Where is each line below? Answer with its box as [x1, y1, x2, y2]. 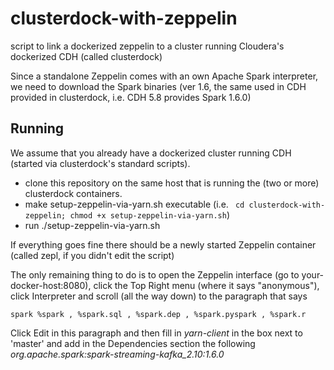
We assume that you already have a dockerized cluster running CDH [10, 147, 292, 159]
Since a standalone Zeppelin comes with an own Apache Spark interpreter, [10, 70, 319, 82]
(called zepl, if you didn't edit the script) [10, 249, 175, 261]
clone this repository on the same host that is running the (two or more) [24, 177, 320, 189]
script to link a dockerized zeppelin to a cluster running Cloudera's [10, 40, 285, 52]
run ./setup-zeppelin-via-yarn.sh [24, 219, 161, 231]
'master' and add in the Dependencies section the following [10, 337, 256, 349]
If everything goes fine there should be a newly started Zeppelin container [10, 238, 317, 251]
